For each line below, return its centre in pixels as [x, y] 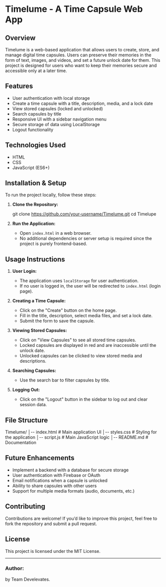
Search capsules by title [37, 114]
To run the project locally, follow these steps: [51, 195]
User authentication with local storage [51, 98]
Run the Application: [34, 224]
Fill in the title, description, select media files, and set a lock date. [86, 316]
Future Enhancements [40, 458]
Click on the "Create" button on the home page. [68, 310]
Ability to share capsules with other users [55, 486]
